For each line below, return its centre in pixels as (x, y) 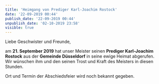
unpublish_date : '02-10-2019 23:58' (42, 23)
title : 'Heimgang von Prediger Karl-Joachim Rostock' (61, 10)
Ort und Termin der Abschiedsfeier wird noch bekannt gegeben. (70, 76)
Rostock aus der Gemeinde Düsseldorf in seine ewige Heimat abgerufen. (80, 56)
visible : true (20, 28)
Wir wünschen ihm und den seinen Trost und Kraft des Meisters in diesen (79, 62)
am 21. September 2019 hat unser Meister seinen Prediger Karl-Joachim (79, 51)
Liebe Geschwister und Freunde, (38, 42)
